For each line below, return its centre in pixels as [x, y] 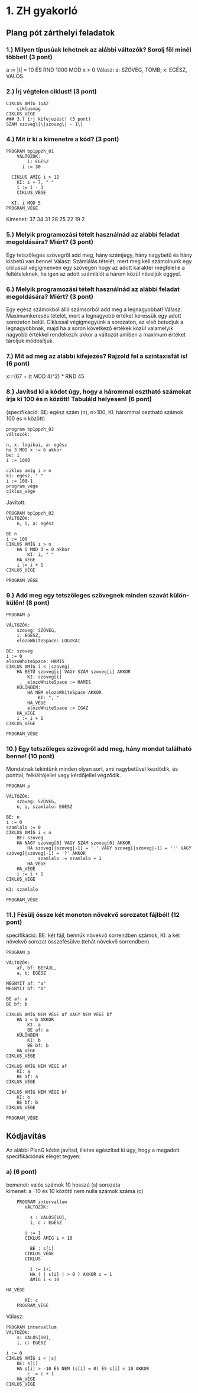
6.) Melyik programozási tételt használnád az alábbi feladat [93, 289]
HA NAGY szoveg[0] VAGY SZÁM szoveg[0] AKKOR [74, 843]
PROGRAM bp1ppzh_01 [30, 151]
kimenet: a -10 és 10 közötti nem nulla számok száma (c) [75, 1191]
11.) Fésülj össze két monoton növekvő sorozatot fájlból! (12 [93, 915]
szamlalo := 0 [24, 828]
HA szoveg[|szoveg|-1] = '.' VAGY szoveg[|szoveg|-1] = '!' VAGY [110, 848]
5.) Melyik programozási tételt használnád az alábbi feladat [93, 235]
